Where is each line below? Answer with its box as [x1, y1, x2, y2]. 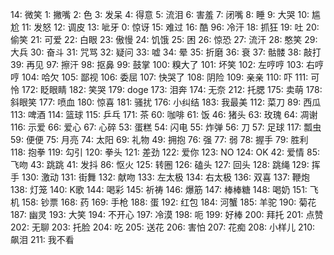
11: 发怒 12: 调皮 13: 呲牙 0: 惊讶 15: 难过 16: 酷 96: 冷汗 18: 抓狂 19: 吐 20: [21, 21, 320, 33]
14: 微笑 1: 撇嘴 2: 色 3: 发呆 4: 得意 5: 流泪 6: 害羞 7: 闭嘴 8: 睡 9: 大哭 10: [10, 9, 310, 20]
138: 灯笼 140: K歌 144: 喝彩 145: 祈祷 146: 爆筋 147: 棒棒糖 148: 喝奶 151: [10, 184, 308, 195]
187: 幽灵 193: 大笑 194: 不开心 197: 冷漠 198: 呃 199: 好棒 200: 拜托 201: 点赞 [10, 209, 324, 220]
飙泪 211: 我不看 [10, 234, 75, 245]
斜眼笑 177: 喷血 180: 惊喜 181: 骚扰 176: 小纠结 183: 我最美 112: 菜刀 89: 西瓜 [10, 96, 322, 108]
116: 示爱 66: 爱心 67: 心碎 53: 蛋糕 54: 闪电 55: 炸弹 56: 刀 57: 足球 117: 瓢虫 [10, 121, 322, 133]
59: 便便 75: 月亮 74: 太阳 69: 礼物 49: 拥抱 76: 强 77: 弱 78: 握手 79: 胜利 [10, 134, 309, 145]
